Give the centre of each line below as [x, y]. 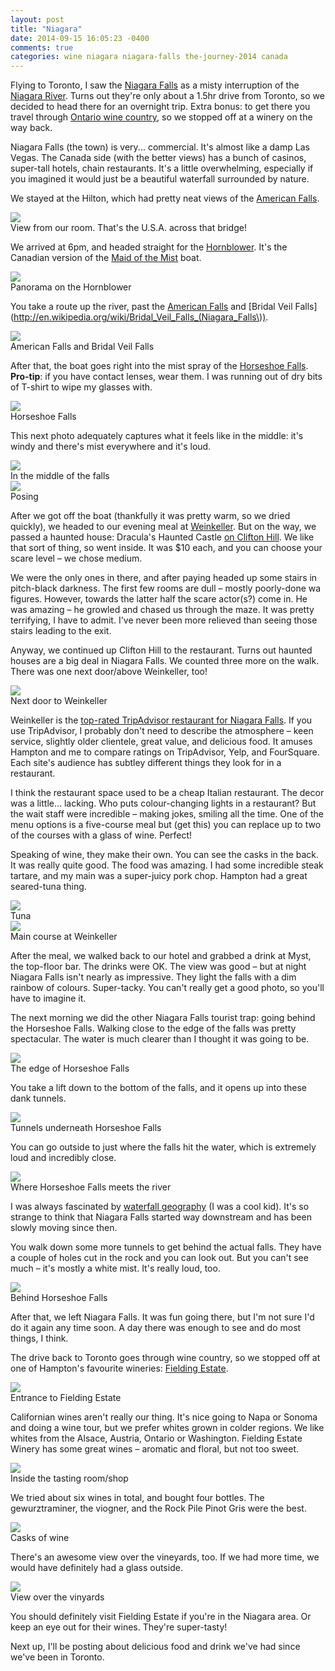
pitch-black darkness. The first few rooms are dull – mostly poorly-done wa [166, 588]
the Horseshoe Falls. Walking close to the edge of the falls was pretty [153, 1028]
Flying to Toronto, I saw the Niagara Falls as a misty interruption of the [155, 85]
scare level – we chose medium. [76, 558]
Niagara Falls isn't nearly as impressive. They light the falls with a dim [153, 977]
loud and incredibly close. [63, 1158]
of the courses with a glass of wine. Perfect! [101, 835]
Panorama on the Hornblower [71, 287]
